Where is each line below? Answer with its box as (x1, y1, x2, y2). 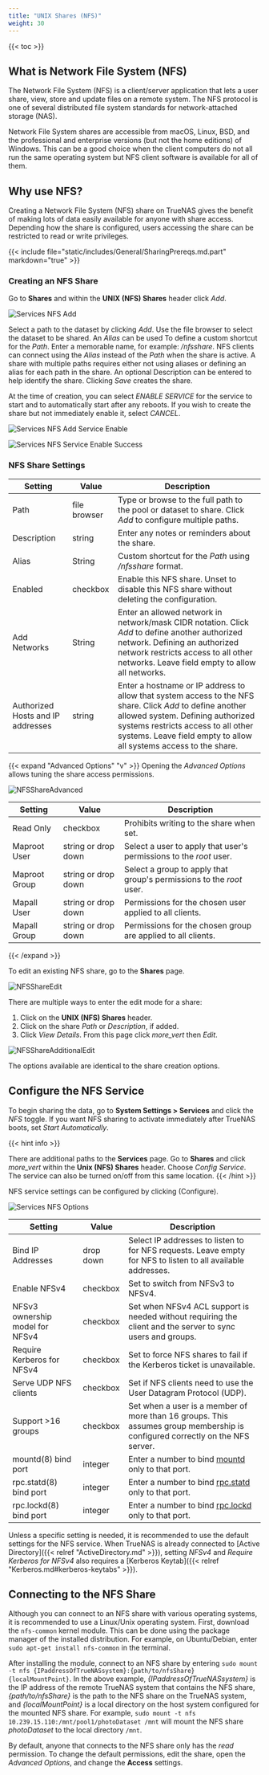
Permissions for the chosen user (123, 896, 247, 908)
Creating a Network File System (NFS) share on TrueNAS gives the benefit (8, 206, 254, 215)
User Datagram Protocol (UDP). (127, 1387, 247, 1398)
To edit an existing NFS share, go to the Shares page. (8, 965, 185, 976)
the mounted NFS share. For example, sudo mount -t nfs (8, 1708, 196, 1718)
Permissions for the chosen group (123, 920, 252, 931)
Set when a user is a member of (127, 1400, 248, 1411)
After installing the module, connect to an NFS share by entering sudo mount (8, 1659, 258, 1668)
